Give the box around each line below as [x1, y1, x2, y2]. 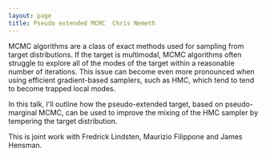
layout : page [8, 11, 52, 20]
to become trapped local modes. [8, 83, 116, 93]
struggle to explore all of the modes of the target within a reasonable [8, 58, 235, 68]
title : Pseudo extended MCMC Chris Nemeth [8, 19, 156, 27]
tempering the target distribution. [8, 116, 118, 126]
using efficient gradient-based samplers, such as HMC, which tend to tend [8, 75, 255, 85]
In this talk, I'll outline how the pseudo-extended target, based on [8, 99, 224, 109]
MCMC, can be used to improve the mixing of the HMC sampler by [38, 107, 259, 117]
